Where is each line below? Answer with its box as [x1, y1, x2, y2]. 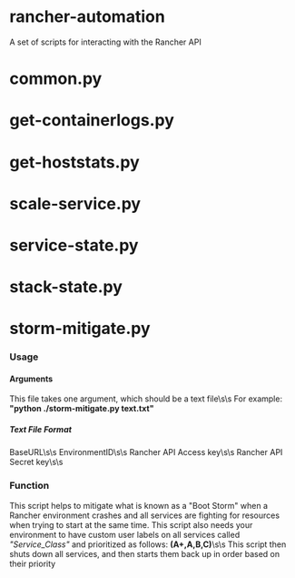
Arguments [9, 373, 54, 384]
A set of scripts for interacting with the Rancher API [9, 36, 202, 47]
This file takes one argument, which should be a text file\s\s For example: [9, 393, 283, 404]
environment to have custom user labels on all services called [9, 529, 241, 540]
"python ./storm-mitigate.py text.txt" [9, 403, 154, 414]
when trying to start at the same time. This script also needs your [9, 519, 253, 530]
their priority [9, 558, 56, 569]
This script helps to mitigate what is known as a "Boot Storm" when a [9, 500, 268, 511]
